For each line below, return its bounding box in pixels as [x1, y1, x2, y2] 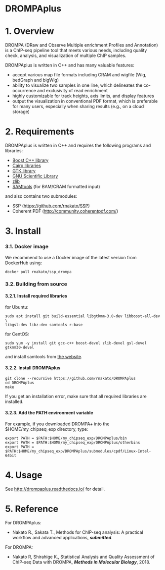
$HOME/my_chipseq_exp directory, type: [5, 426, 88, 432]
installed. [5, 399, 24, 404]
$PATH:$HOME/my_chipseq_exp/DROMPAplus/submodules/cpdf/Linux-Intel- [5, 449, 152, 454]
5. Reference [5, 504, 58, 514]
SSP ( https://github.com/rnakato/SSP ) [12, 203, 90, 209]
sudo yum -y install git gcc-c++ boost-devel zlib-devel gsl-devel [5, 341, 147, 345]
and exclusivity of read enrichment [37, 88, 108, 94]
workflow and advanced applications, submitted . [12, 534, 113, 540]
